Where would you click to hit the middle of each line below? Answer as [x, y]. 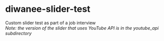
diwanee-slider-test [48, 9]
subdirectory [18, 33]
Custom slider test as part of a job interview [51, 23]
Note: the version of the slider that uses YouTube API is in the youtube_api [82, 28]
